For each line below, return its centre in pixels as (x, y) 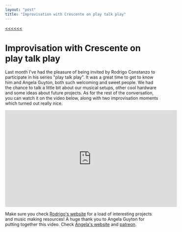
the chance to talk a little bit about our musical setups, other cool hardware (81, 88)
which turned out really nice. (34, 103)
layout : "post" (21, 10)
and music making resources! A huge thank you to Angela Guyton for (75, 219)
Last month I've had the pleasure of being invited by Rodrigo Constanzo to (80, 72)
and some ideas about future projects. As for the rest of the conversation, (79, 93)
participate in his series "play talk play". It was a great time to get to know (79, 77)
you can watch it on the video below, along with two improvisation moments (82, 98)
